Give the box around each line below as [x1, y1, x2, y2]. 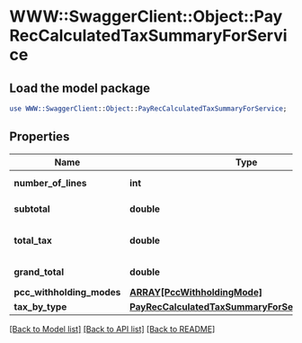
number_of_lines [13, 176, 87, 189]
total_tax [13, 234, 52, 247]
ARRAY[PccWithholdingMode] [129, 285, 262, 298]
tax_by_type [13, 300, 67, 312]
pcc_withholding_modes [13, 285, 121, 298]
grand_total [13, 266, 65, 278]
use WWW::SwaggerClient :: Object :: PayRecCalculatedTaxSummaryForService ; [9, 104, 288, 113]
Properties [9, 129, 70, 145]
